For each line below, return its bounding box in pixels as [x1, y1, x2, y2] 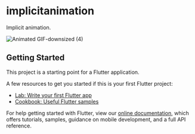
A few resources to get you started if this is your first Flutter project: [6, 80, 173, 87]
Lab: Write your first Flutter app [14, 91, 92, 99]
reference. [6, 122, 32, 129]
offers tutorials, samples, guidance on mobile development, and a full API [6, 116, 186, 123]
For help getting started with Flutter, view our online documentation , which [6, 109, 190, 117]
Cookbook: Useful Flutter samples [14, 98, 99, 105]
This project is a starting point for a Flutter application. [6, 68, 140, 76]
